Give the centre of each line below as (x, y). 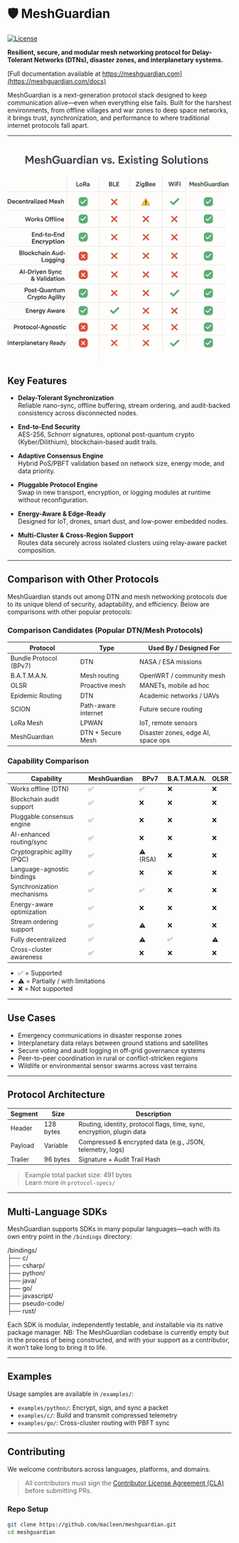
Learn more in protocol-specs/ (70, 1183)
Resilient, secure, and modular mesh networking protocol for (99, 52)
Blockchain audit (34, 799)
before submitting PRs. (58, 1490)
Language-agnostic (40, 869)
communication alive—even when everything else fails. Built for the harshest (119, 102)
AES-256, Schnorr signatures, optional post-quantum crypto (106, 434)
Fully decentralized (38, 939)
